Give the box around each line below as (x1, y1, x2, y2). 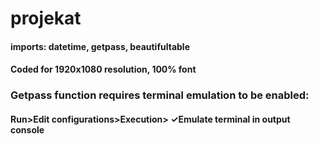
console (10, 123, 45, 136)
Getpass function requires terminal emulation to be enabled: (10, 88, 310, 102)
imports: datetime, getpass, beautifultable (10, 40, 190, 52)
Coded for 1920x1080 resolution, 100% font (10, 63, 197, 76)
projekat (10, 7, 82, 30)
